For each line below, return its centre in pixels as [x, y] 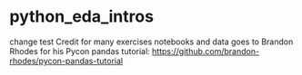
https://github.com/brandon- [206, 51]
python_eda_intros [82, 17]
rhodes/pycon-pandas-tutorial [66, 61]
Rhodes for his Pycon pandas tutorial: [80, 51]
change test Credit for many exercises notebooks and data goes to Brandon [151, 42]
